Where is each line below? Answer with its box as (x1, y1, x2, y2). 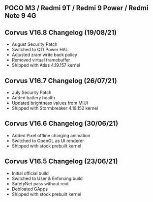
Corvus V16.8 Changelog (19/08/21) (4, 28, 117, 36)
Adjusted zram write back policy (11, 52, 77, 58)
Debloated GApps (11, 186, 48, 192)
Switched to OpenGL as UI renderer (11, 138, 84, 144)
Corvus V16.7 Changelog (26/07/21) (4, 76, 117, 85)
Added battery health (11, 95, 55, 101)
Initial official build (11, 170, 49, 176)
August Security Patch (11, 41, 58, 47)
